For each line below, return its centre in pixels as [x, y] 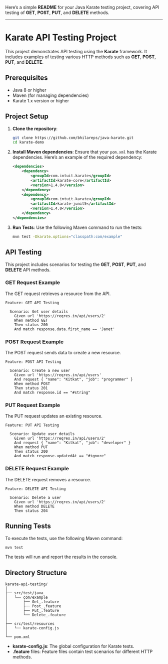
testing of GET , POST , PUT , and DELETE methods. [57, 13]
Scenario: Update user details [42, 434]
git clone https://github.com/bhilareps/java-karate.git [73, 138]
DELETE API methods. [28, 270]
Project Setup [27, 117]
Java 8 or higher [29, 90]
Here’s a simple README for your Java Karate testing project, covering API [82, 7]
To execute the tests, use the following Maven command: [64, 538]
